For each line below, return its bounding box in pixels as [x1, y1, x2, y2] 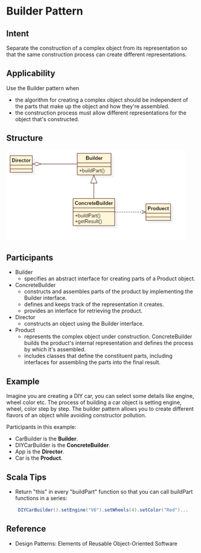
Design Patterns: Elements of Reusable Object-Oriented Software [14, 540, 178, 547]
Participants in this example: [6, 423, 77, 431]
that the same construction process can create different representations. [6, 51, 187, 58]
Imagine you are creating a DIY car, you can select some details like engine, [6, 392, 194, 400]
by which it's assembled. [24, 346, 86, 353]
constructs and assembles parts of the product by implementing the [24, 288, 193, 295]
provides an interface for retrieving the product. [24, 307, 143, 314]
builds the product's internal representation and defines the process [24, 339, 194, 346]
